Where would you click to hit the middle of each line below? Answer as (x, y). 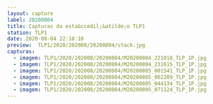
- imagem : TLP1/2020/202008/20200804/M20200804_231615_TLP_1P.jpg (110, 64)
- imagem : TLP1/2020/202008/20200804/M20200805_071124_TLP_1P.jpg (110, 90)
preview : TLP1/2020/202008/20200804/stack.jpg (76, 45)
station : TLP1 (27, 32)
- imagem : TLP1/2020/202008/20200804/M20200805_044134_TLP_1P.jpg (110, 83)
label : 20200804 (30, 20)
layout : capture (30, 13)
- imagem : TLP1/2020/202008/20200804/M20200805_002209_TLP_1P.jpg (110, 77)
